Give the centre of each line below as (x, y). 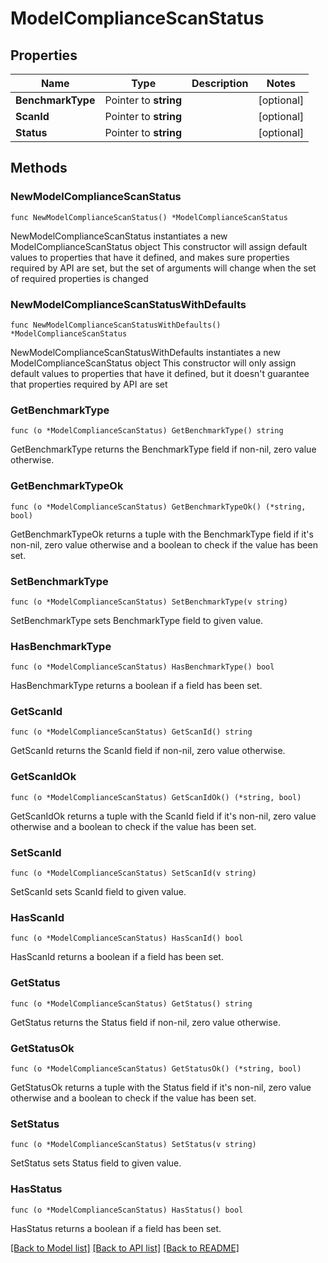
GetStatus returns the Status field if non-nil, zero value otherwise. (145, 1022)
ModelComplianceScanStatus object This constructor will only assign (153, 363)
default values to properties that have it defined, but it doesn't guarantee (160, 373)
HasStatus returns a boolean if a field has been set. (116, 1228)
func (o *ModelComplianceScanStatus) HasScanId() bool (127, 938)
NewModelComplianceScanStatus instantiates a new (119, 236)
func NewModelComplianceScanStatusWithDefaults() (116, 325)
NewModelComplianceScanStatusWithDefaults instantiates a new (145, 352)
